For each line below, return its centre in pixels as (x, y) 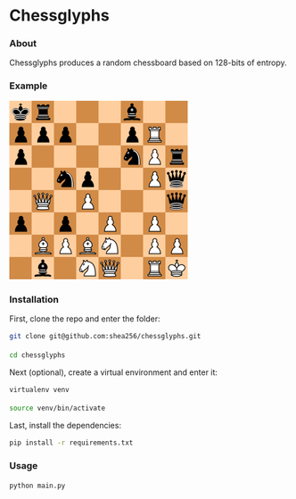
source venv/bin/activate (57, 408)
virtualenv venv (39, 389)
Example (29, 86)
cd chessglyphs (37, 355)
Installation (34, 299)
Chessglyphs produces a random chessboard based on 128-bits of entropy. (148, 62)
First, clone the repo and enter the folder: (85, 319)
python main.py (37, 486)
